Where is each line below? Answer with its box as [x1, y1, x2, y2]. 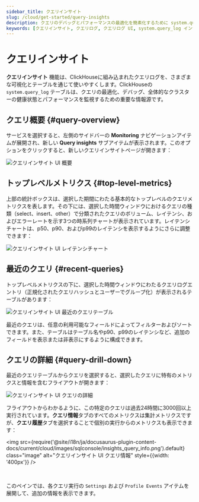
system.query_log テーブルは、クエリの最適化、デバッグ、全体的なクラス [6, 89, 185, 96]
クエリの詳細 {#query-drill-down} [6, 355, 132, 365]
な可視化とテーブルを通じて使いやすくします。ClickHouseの [6, 81, 153, 88]
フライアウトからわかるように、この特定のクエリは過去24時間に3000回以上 [6, 405, 192, 412]
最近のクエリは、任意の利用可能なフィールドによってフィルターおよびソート [6, 321, 192, 328]
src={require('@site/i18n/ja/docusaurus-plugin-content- [20, 438, 157, 446]
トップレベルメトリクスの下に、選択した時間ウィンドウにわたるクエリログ [6, 280, 188, 288]
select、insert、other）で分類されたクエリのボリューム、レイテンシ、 [16, 210, 188, 217]
